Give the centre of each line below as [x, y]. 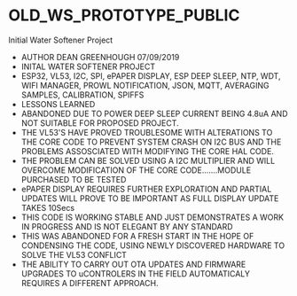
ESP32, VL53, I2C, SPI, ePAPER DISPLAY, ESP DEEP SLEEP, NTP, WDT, [151, 75]
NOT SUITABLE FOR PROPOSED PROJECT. [100, 123]
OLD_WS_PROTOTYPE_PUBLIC [124, 16]
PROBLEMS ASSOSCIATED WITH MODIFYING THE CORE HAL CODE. [147, 151]
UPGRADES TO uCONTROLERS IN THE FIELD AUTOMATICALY [135, 273]
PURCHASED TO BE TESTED [74, 179]
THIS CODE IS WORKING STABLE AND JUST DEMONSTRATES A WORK [152, 217]
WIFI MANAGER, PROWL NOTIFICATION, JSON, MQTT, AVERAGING [145, 85]
